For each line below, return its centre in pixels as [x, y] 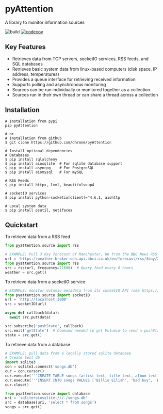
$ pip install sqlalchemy [31, 159]
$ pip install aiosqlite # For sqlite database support [64, 163]
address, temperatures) [36, 74]
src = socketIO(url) [26, 304]
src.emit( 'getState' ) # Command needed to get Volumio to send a [73, 331]
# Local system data [26, 206]
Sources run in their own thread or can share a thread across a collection [85, 95]
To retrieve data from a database [38, 344]
